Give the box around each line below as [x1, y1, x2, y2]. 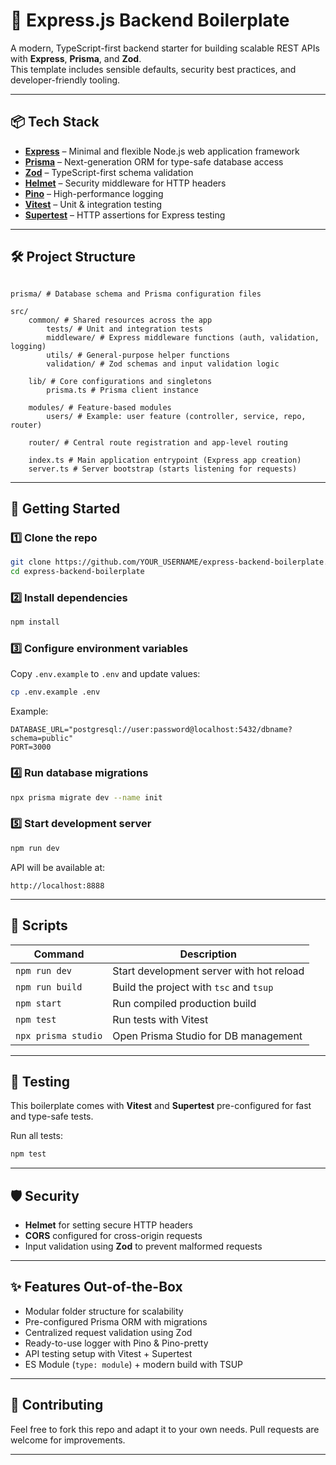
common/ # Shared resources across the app [28, 315, 213, 325]
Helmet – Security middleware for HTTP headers [24, 177, 227, 189]
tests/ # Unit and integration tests [46, 324, 203, 334]
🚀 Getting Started [10, 500, 121, 517]
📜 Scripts [10, 917, 68, 934]
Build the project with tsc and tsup [112, 980, 274, 994]
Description [179, 947, 237, 961]
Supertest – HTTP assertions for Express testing [24, 209, 226, 221]
